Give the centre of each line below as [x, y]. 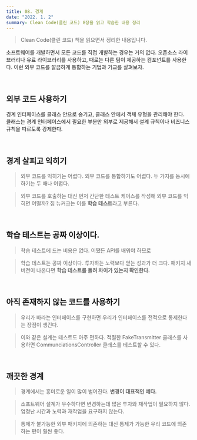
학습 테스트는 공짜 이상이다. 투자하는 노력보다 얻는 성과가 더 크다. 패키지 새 [106, 263]
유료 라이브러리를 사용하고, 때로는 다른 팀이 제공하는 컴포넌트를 [98, 60]
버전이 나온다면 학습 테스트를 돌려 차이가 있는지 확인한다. [85, 270]
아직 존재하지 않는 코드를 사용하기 [63, 302]
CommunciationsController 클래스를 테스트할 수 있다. [98, 345]
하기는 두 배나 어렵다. [45, 183]
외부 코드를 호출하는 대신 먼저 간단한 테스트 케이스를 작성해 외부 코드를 [101, 196]
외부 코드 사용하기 [36, 99]
